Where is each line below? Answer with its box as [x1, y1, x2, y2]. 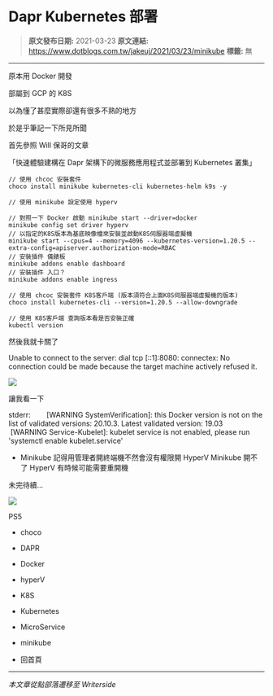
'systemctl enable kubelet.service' [8, 436, 123, 445]
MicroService [19, 622, 66, 632]
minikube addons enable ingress [8, 275, 118, 283]
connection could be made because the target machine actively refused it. [8, 361, 258, 371]
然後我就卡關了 [8, 336, 58, 346]
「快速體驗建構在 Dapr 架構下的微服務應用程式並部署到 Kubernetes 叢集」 [8, 157, 257, 167]
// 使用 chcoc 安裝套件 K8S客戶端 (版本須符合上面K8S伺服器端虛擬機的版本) [8, 291, 239, 300]
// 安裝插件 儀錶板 [8, 252, 66, 260]
